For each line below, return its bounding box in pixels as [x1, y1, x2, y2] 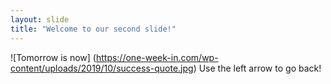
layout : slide [10, 14, 70, 25]
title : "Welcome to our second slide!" [10, 24, 177, 34]
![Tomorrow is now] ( [10, 51, 97, 63]
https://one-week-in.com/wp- [95, 51, 219, 63]
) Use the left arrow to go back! [193, 62, 322, 74]
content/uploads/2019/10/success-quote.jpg [10, 62, 194, 74]
